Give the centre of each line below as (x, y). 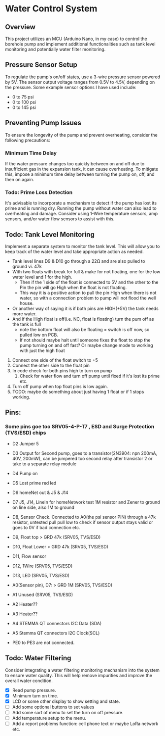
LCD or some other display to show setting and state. (66, 701)
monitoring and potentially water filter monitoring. (55, 49)
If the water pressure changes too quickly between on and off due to (75, 163)
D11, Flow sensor (29, 556)
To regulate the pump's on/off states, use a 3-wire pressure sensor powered (83, 77)
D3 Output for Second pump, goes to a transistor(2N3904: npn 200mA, (85, 453)
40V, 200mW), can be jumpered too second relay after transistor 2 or (82, 458)
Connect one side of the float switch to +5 (55, 360)
